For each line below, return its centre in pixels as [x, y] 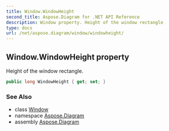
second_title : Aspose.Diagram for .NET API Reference [73, 17]
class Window [31, 109]
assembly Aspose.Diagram [47, 122]
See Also [19, 96]
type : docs [19, 28]
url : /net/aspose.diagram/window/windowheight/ [65, 33]
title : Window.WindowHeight [40, 11]
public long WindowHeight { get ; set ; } [56, 82]
